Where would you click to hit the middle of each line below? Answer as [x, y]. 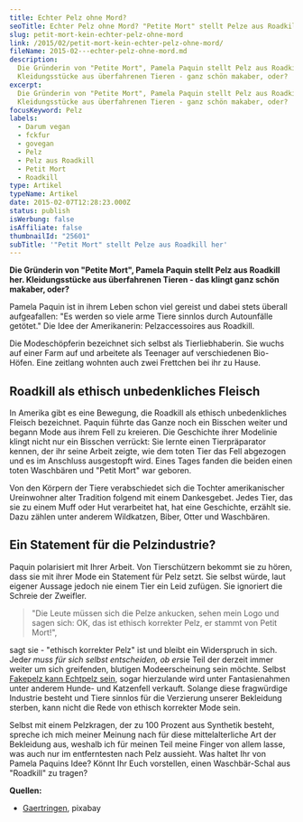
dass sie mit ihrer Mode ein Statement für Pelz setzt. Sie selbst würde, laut [147, 576]
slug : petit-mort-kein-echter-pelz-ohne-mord [96, 34]
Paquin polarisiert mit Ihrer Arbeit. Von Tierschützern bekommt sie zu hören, [151, 566]
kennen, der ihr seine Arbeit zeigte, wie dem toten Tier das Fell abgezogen [148, 452]
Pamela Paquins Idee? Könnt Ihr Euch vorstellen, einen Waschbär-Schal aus [150, 763]
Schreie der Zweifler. [48, 595]
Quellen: [26, 790]
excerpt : [26, 85]
